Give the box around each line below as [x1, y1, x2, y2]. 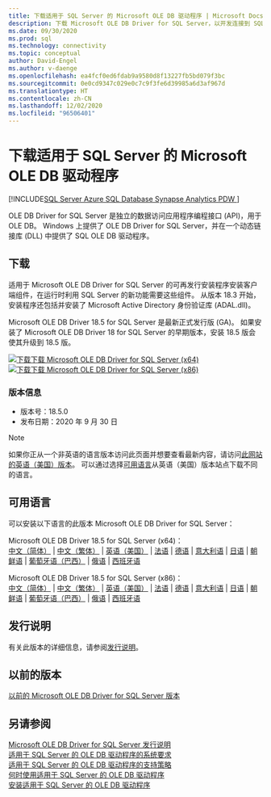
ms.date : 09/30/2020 [8, 27, 78, 35]
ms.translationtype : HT [8, 86, 89, 95]
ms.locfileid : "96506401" [8, 110, 95, 118]
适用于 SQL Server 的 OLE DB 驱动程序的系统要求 [8, 750, 172, 760]
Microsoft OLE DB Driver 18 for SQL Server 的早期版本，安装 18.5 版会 [23, 327, 256, 337]
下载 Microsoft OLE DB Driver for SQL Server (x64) [31, 354, 199, 364]
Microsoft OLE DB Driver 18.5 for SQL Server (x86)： [8, 573, 183, 582]
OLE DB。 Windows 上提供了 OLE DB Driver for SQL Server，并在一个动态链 [8, 220, 261, 230]
